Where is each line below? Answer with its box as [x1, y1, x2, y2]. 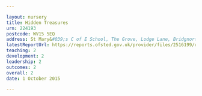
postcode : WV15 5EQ [6, 31, 55, 37]
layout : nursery [6, 14, 47, 20]
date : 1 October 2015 [6, 76, 61, 82]
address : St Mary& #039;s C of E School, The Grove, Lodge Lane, [6, 37, 171, 43]
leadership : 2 [6, 58, 42, 65]
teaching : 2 [6, 47, 36, 54]
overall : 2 [6, 70, 34, 76]
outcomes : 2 [6, 64, 36, 70]
